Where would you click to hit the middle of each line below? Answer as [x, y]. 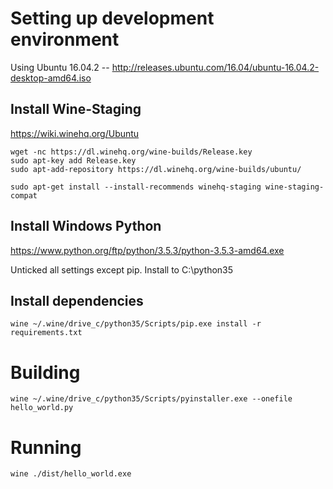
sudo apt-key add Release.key [73, 160]
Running [46, 447]
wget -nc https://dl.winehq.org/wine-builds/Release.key [131, 152]
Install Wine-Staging [76, 109]
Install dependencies [77, 300]
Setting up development [112, 18]
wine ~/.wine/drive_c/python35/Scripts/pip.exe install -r [136, 324]
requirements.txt [46, 333]
